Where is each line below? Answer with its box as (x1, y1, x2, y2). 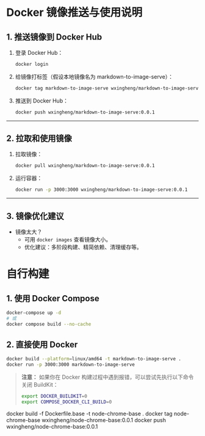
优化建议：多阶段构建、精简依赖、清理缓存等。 (24, 243, 142, 251)
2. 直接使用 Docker (6, 340, 78, 350)
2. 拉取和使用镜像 (6, 134, 72, 144)
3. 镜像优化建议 (6, 211, 64, 221)
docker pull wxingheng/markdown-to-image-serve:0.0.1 (15, 163, 155, 169)
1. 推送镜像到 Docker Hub (6, 32, 103, 42)
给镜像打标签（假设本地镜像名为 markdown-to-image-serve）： (15, 73, 174, 80)
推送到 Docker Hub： (15, 97, 69, 104)
